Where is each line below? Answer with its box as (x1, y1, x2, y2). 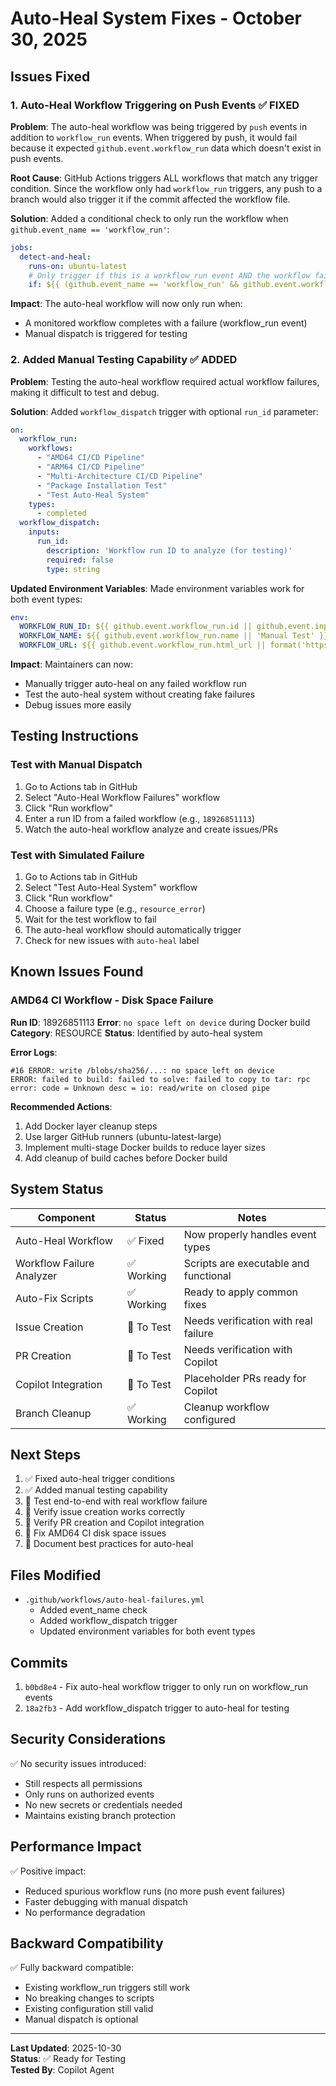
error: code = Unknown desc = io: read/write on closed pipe (10, 1083, 271, 1093)
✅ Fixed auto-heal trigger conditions (24, 1473, 175, 1485)
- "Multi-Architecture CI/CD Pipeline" (36, 471, 203, 481)
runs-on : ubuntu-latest (28, 261, 128, 271)
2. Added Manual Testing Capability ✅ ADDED (10, 353, 238, 367)
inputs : (28, 527, 60, 537)
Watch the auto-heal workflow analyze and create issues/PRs (24, 823, 279, 835)
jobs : (10, 242, 33, 252)
